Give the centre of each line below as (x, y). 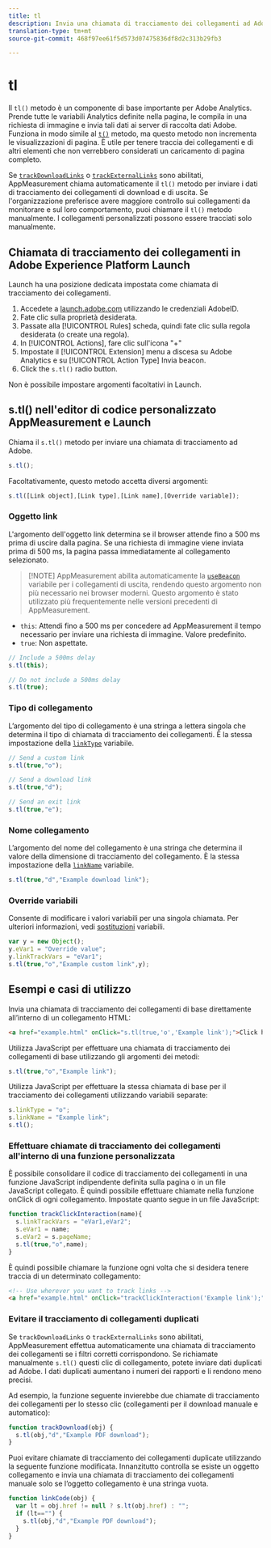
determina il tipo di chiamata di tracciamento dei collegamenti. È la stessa (130, 734)
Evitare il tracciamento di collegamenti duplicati (104, 1319)
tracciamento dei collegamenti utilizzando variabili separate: (108, 1095)
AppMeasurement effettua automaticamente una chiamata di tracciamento (132, 1345)
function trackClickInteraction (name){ (75, 1215)
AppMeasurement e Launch (80, 423)
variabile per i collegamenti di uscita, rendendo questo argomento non (145, 584)
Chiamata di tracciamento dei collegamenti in (125, 252)
